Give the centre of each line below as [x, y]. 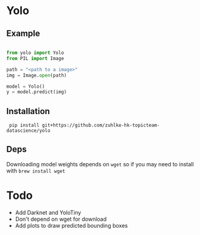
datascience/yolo [28, 131]
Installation [28, 111]
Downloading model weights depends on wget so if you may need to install [100, 164]
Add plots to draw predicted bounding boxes [72, 225]
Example [23, 33]
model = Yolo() [26, 87]
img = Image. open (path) [37, 75]
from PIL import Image [35, 58]
